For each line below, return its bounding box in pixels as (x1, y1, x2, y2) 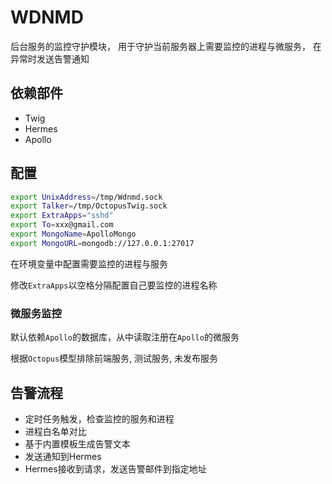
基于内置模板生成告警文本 (24, 437, 131, 450)
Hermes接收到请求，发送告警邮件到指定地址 (24, 462, 207, 475)
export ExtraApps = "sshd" (10, 211, 114, 221)
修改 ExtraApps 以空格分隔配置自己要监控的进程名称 (10, 279, 218, 291)
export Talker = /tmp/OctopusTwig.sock (10, 201, 168, 211)
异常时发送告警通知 (10, 52, 90, 65)
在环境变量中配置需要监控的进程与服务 (10, 257, 168, 270)
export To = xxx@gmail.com (10, 220, 114, 230)
